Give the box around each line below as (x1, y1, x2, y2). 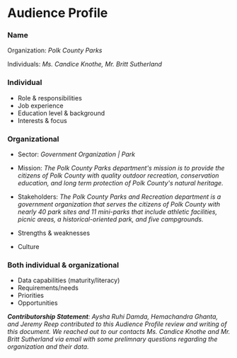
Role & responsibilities (17, 93, 83, 102)
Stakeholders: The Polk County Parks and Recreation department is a (17, 192, 221, 201)
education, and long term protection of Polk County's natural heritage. (17, 179, 224, 187)
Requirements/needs (17, 284, 79, 292)
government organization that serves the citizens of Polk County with (17, 200, 221, 209)
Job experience (17, 101, 64, 110)
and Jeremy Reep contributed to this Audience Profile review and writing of (7, 320, 228, 328)
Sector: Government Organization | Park (17, 150, 136, 158)
